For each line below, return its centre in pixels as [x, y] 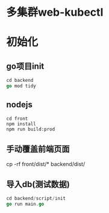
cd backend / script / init [36, 199]
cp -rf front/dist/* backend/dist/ [46, 164]
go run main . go [25, 204]
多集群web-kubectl [55, 12]
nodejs [20, 105]
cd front [17, 119]
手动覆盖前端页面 [38, 149]
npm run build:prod [31, 129]
